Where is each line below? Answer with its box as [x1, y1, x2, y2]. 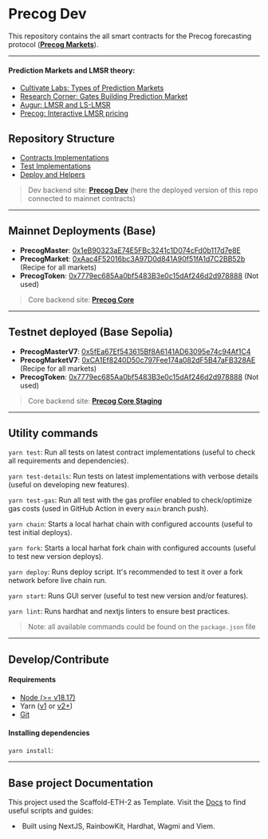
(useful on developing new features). [8, 480, 130, 490]
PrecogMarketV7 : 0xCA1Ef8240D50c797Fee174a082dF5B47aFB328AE [19, 355, 256, 364]
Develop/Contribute [8, 652, 109, 666]
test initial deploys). [8, 528, 73, 538]
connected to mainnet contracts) [27, 193, 136, 203]
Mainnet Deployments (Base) [8, 224, 156, 238]
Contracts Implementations [19, 152, 109, 162]
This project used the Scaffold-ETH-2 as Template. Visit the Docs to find [8, 798, 246, 806]
